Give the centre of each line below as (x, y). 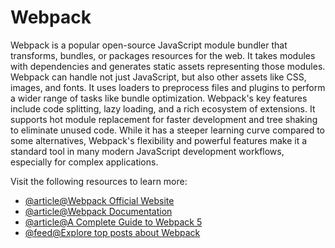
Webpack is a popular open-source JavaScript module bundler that (149, 45)
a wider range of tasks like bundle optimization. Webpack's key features (159, 98)
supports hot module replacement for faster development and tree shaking (164, 119)
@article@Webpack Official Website (99, 200)
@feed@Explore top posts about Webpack (112, 232)
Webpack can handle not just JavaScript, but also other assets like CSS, (158, 77)
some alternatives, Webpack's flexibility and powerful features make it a (159, 140)
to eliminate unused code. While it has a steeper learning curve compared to (167, 130)
